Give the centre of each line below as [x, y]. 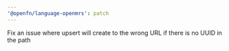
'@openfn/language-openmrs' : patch [58, 13]
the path [19, 40]
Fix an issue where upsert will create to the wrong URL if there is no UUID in [115, 33]
